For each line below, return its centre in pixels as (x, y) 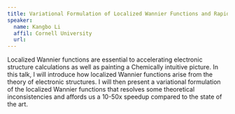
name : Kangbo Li (37, 27)
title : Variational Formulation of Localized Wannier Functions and (109, 14)
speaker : (20, 20)
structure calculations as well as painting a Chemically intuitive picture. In (113, 67)
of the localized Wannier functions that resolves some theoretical (101, 90)
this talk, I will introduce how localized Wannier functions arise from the (110, 75)
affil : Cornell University (53, 33)
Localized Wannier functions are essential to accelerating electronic (105, 59)
